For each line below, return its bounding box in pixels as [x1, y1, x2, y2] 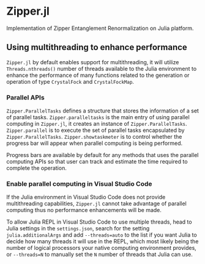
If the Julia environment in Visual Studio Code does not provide [6, 194, 166, 201]
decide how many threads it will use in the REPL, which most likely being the [6, 238, 199, 245]
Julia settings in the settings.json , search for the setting [6, 225, 150, 232]
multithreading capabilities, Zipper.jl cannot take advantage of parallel [6, 200, 187, 207]
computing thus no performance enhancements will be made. [6, 207, 162, 214]
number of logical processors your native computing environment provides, [6, 244, 197, 252]
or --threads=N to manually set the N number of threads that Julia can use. [6, 251, 193, 258]
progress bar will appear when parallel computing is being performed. [6, 139, 183, 147]
